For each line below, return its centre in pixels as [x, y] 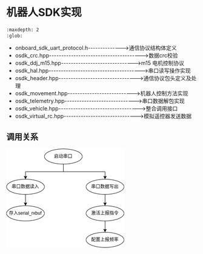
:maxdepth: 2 [23, 30]
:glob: [15, 36]
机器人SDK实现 [44, 12]
